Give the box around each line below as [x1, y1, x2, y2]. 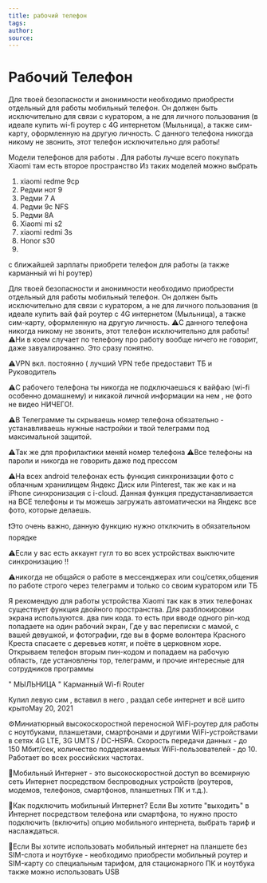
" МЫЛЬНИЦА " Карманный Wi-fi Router [8, 679, 145, 689]
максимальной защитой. [8, 432, 92, 442]
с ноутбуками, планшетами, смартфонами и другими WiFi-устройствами [8, 727, 258, 737]
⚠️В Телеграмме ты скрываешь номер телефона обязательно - [8, 415, 225, 425]
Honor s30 [19, 236, 56, 246]
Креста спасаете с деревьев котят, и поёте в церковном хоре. [8, 639, 222, 648]
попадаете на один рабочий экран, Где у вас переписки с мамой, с [8, 622, 239, 632]
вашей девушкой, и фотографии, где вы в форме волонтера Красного [8, 630, 246, 639]
